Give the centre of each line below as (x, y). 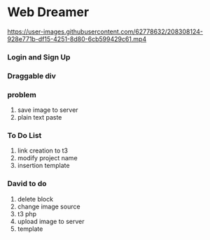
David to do (27, 184)
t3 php (27, 213)
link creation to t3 (43, 150)
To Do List (24, 135)
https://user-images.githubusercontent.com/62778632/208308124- (105, 31)
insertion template (43, 166)
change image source (49, 206)
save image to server (48, 110)
